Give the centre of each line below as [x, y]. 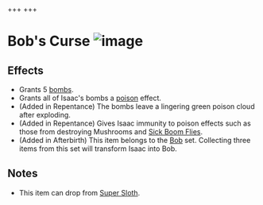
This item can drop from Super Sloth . [79, 192]
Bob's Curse [49, 41]
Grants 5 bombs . [46, 89]
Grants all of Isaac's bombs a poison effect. [90, 98]
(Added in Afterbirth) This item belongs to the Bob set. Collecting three [135, 140]
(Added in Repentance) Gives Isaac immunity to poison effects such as [135, 123]
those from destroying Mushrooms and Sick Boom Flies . [111, 132]
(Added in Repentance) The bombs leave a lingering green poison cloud [137, 106]
